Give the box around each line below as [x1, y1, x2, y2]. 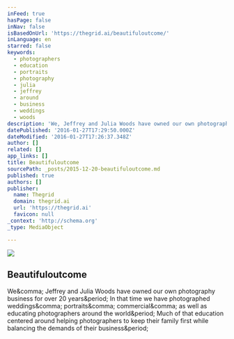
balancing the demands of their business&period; [7, 324, 148, 333]
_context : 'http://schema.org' [7, 217, 98, 224]
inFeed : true [7, 10, 45, 17]
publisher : [7, 185, 39, 192]
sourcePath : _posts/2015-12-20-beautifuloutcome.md [7, 165, 160, 173]
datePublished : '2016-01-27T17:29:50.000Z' [7, 127, 136, 134]
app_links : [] [7, 152, 49, 160]
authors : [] [7, 178, 42, 185]
